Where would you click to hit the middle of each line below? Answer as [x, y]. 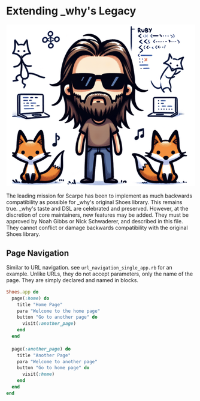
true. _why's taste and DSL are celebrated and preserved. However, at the [97, 209]
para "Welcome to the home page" [59, 311]
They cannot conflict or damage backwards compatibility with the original [97, 228]
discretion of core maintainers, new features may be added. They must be [98, 215]
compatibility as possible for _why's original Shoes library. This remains [94, 202]
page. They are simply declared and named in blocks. [72, 280]
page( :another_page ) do [41, 349]
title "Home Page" [40, 304]
